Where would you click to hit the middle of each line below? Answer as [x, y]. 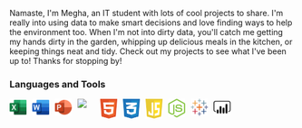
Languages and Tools [58, 84]
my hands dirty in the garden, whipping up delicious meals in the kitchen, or [151, 41]
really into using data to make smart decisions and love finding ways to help [151, 23]
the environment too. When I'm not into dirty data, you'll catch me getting [146, 32]
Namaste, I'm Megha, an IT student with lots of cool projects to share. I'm [146, 13]
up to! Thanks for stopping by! [66, 61]
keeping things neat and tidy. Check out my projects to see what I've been [148, 51]
